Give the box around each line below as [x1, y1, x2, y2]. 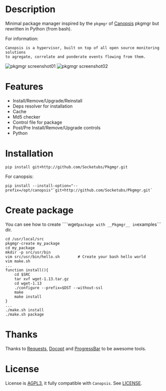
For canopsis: [5, 173, 34, 180]
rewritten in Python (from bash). [5, 25, 72, 31]
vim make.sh [5, 259, 30, 264]
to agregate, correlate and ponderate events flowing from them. [5, 54, 146, 59]
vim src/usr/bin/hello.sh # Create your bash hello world [5, 254, 146, 259]
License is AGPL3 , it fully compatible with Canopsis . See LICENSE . [5, 380, 143, 386]
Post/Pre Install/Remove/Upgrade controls [12, 124, 101, 130]
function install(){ [5, 267, 49, 272]
